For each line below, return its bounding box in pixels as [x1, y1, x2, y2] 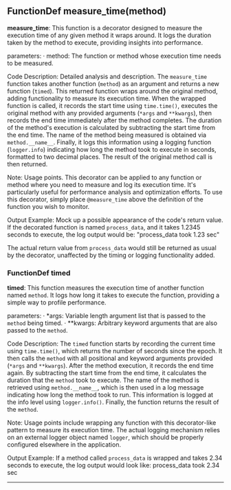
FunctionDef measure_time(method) [7, 5, 167, 17]
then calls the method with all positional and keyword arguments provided [7, 354, 213, 363]
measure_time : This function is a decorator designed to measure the [7, 23, 203, 32]
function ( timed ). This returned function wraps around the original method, [7, 87, 218, 95]
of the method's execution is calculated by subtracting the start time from [7, 123, 216, 131]
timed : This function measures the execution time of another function [7, 284, 204, 292]
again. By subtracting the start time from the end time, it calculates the [7, 369, 207, 377]
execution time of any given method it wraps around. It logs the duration [7, 31, 212, 39]
